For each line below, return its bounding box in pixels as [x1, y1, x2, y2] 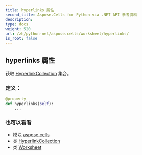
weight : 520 [5, 27, 31, 32]
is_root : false [5, 36, 38, 41]
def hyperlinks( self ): [5, 101, 54, 106]
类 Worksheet [12, 144, 42, 150]
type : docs [5, 21, 29, 27]
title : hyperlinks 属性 [5, 7, 55, 13]
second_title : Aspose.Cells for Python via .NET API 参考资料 [5, 12, 137, 17]
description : [5, 17, 33, 22]
